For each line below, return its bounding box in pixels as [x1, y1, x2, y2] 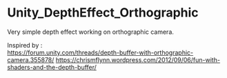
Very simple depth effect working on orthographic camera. [7, 28, 175, 36]
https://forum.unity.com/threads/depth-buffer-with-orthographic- [7, 48, 194, 57]
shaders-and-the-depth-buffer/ [7, 63, 97, 71]
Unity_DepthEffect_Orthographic [7, 5, 199, 21]
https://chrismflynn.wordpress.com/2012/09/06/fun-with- [55, 55, 221, 64]
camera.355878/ [7, 55, 55, 64]
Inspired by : [7, 41, 43, 49]
